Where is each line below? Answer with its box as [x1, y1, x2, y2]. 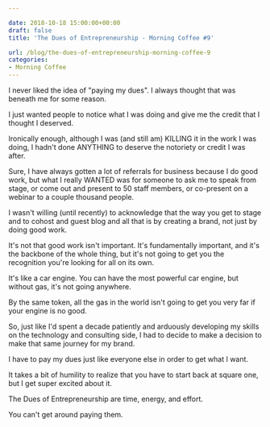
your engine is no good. [8, 306, 87, 315]
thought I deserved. [8, 118, 74, 127]
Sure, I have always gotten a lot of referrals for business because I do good [8, 167, 258, 176]
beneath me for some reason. [8, 94, 107, 103]
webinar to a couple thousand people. [8, 193, 135, 201]
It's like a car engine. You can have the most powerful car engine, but [8, 273, 239, 283]
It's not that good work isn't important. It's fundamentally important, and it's [8, 241, 260, 250]
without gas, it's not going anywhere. [8, 282, 131, 291]
